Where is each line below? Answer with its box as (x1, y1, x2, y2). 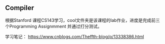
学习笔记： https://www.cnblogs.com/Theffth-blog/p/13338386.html (5, 33, 144, 39)
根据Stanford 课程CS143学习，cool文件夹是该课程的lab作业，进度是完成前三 (5, 17, 161, 23)
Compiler (5, 4, 35, 12)
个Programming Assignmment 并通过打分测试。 (5, 23, 102, 29)
